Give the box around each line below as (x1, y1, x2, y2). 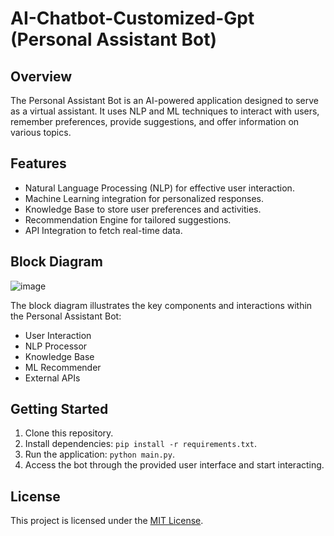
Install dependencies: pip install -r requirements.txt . (24, 438, 258, 450)
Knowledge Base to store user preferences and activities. (24, 203, 262, 215)
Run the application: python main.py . (24, 448, 175, 461)
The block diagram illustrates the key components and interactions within (10, 299, 313, 311)
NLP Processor (24, 340, 88, 352)
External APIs (24, 372, 81, 384)
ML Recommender (24, 361, 102, 373)
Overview (10, 68, 73, 85)
